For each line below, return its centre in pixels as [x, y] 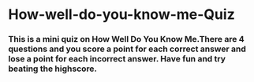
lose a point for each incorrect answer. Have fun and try [117, 59]
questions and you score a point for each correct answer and [127, 49]
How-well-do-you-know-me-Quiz [121, 15]
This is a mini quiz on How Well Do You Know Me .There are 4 [126, 39]
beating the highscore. [52, 69]
